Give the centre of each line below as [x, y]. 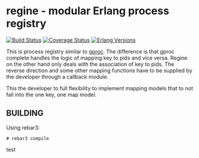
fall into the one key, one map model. [52, 94]
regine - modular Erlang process [88, 11]
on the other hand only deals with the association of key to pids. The [90, 64]
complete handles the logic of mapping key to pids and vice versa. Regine [97, 58]
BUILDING [25, 113]
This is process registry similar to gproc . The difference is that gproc [90, 51]
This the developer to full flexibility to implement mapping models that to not [100, 88]
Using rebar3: [23, 127]
